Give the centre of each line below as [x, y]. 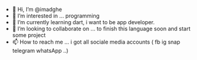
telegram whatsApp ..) [40, 51]
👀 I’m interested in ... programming [56, 16]
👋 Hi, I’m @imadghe [37, 9]
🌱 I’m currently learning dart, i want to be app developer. [83, 22]
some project [29, 35]
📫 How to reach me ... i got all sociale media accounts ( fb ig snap [96, 42]
